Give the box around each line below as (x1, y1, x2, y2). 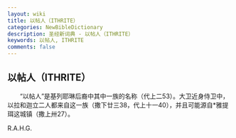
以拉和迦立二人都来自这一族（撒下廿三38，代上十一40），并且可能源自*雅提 (7, 100, 229, 109)
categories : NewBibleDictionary (7, 23, 103, 31)
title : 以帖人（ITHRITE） (7, 17, 79, 24)
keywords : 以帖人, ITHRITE (7, 37, 84, 44)
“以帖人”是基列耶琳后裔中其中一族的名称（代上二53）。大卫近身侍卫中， (19, 92, 230, 100)
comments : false (7, 43, 55, 51)
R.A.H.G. (7, 124, 33, 132)
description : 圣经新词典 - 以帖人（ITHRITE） (7, 30, 134, 38)
